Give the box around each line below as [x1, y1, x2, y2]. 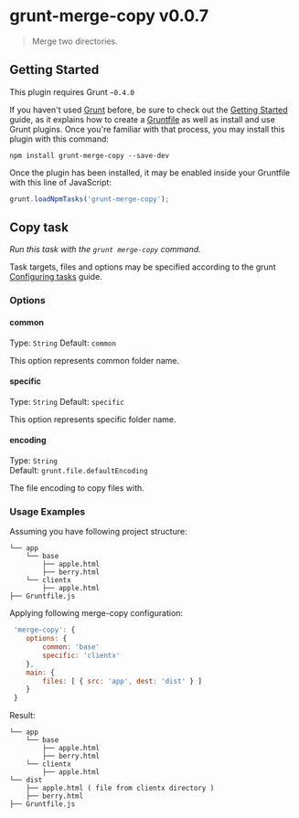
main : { [26, 668, 55, 677]
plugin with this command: [9, 133, 110, 144]
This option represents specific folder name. [9, 413, 176, 425]
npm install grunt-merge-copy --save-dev [9, 151, 170, 160]
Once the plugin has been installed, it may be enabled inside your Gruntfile [9, 166, 291, 178]
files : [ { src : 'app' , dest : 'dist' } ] [42, 676, 203, 685]
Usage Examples [9, 505, 86, 517]
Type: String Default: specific [9, 396, 125, 407]
